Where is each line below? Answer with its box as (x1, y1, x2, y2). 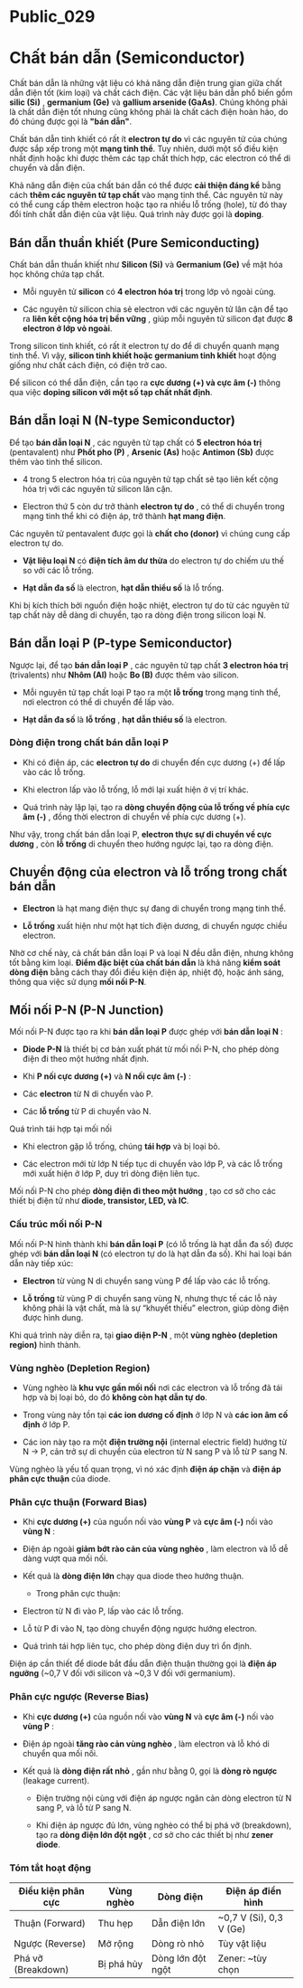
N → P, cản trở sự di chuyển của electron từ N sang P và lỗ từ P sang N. (22, 1446, 289, 1457)
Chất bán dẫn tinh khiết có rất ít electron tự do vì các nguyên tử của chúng (9, 134, 288, 145)
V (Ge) (217, 1922, 246, 1935)
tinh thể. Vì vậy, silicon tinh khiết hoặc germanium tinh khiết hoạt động (9, 350, 277, 361)
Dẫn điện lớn (151, 1917, 206, 1929)
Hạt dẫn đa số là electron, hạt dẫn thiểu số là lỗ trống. (22, 582, 225, 593)
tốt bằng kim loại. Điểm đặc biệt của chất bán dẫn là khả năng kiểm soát (9, 957, 281, 968)
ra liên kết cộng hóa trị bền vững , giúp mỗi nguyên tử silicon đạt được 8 (22, 313, 293, 324)
